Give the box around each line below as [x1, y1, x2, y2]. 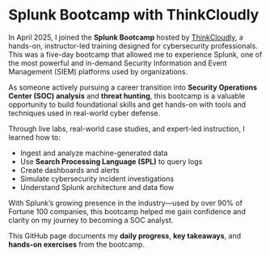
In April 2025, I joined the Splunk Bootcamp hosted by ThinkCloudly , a [8, 32, 244, 42]
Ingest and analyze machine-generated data [19, 148, 168, 158]
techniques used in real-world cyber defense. [8, 107, 160, 118]
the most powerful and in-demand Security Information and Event [8, 58, 228, 68]
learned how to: [8, 132, 61, 142]
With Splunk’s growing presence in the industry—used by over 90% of [8, 198, 243, 208]
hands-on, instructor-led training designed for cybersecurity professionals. [8, 40, 259, 50]
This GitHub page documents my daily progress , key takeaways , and [8, 230, 241, 240]
